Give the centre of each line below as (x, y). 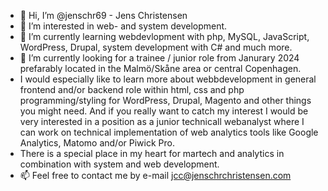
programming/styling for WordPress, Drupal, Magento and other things (165, 100)
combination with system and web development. (119, 164)
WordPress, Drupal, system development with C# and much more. (156, 47)
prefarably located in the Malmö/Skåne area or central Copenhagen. (160, 68)
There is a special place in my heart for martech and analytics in (152, 153)
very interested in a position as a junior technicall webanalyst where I (162, 121)
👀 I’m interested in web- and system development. (123, 26)
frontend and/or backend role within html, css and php (132, 89)
